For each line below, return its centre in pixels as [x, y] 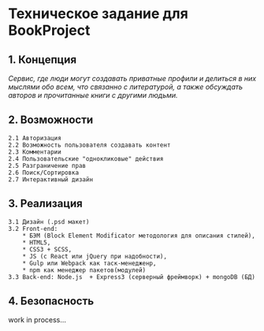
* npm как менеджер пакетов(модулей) [84, 270]
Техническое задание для [99, 14]
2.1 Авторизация [35, 138]
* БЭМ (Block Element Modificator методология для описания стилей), [139, 236]
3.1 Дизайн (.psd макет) [49, 221]
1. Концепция [43, 60]
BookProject [49, 30]
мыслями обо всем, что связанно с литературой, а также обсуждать [125, 87]
